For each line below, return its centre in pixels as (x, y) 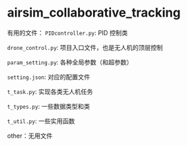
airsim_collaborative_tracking (94, 13)
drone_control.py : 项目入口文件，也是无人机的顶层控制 (85, 47)
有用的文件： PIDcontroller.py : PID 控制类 (68, 33)
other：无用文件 (30, 136)
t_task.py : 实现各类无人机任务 (50, 91)
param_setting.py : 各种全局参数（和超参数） (70, 62)
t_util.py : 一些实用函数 (41, 121)
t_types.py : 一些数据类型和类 (49, 106)
